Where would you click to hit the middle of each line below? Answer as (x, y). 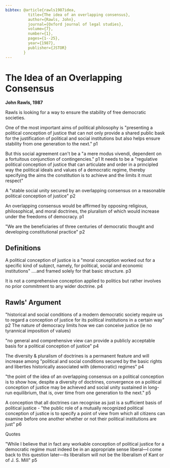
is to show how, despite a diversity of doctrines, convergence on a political (83, 382)
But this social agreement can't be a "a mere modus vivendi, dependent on (83, 154)
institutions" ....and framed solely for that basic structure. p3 (68, 271)
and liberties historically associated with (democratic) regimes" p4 (75, 367)
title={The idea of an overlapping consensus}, (79, 15)
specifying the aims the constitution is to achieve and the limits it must (79, 175)
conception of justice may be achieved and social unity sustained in (76, 388)
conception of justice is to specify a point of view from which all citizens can (85, 414)
